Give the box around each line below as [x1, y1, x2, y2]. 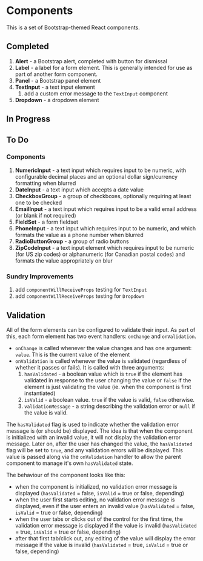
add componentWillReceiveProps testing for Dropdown [15, 292, 145, 300]
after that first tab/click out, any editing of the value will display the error [15, 534, 196, 542]
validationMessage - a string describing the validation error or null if [24, 402, 196, 410]
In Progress [6, 114, 50, 125]
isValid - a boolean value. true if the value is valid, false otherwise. [24, 396, 195, 403]
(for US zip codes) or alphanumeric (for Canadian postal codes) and [15, 250, 185, 258]
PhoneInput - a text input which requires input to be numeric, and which [15, 224, 196, 232]
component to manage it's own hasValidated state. [6, 459, 133, 467]
